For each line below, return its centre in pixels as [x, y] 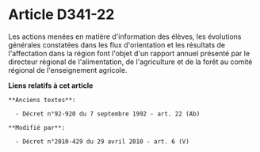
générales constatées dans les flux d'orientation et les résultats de [117, 44]
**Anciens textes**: [42, 100]
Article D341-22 [61, 15]
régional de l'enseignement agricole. [68, 70]
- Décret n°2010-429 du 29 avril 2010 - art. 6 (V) [103, 141]
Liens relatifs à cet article [51, 85]
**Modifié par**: [37, 127]
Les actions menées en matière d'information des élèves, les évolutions [125, 36]
